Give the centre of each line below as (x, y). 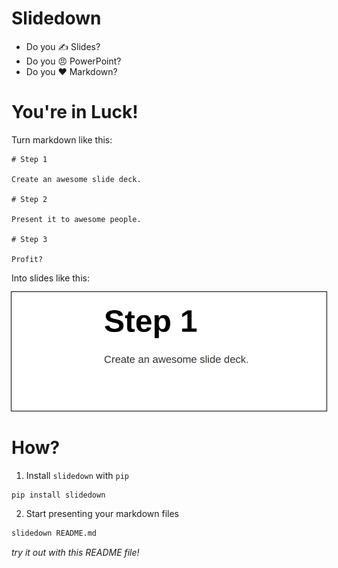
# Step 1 (29, 159)
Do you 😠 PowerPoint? (73, 61)
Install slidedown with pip (77, 475)
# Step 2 (29, 199)
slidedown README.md (54, 533)
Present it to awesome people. (76, 219)
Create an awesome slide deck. (76, 179)
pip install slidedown (58, 495)
